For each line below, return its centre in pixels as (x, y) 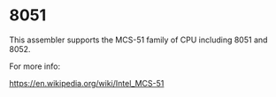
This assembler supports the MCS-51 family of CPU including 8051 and (138, 40)
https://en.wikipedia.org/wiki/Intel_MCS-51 (87, 83)
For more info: (34, 66)
